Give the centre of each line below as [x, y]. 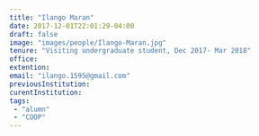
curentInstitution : [46, 92]
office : [24, 59]
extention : [30, 68]
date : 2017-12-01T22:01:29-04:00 [72, 26]
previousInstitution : [50, 84]
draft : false [34, 34]
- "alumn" [31, 109]
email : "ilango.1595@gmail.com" [70, 76]
